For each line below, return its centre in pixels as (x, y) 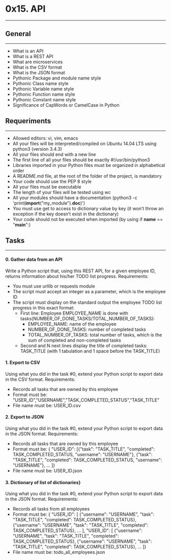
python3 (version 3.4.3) (37, 149)
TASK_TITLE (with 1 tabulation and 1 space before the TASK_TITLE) (90, 351)
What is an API (28, 51)
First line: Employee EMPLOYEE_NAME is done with (74, 313)
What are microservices (38, 62)
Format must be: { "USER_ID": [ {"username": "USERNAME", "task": (83, 514)
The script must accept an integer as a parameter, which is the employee (89, 291)
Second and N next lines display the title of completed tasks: (84, 345)
